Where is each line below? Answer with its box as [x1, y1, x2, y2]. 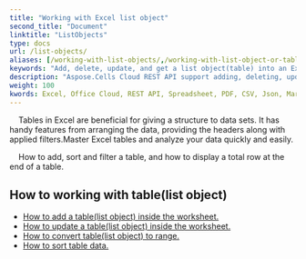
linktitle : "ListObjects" [9, 30, 107, 39]
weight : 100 [9, 81, 55, 90]
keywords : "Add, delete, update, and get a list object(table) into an [9, 65, 287, 74]
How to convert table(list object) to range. [22, 231, 180, 242]
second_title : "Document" [9, 22, 107, 31]
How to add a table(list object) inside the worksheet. [22, 211, 219, 223]
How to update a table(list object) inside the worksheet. [22, 221, 231, 232]
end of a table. [9, 161, 64, 172]
